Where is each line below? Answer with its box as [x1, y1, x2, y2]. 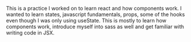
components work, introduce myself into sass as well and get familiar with [6, 23, 185, 30]
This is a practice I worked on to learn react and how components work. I [6, 5, 182, 12]
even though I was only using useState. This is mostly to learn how [6, 17, 166, 24]
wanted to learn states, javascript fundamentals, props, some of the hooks [6, 11, 185, 18]
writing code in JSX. [6, 29, 55, 36]
